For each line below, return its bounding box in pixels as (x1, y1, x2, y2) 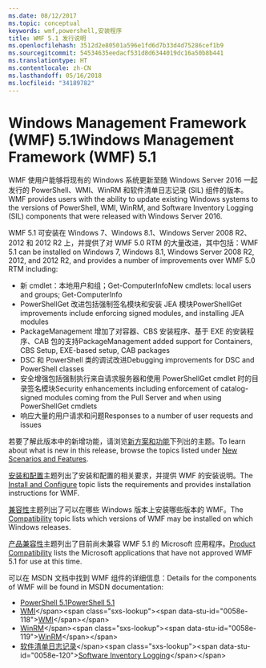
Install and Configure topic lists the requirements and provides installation (8, 480, 252, 490)
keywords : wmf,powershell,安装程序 (8, 27, 123, 35)
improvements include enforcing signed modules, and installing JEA (19, 309, 244, 318)
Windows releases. (8, 523, 71, 532)
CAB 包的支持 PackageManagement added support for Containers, (34, 337, 253, 346)
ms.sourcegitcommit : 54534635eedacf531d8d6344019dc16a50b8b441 (8, 49, 224, 57)
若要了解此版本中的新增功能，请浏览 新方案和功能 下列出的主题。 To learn (8, 436, 246, 446)
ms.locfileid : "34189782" (8, 79, 95, 87)
